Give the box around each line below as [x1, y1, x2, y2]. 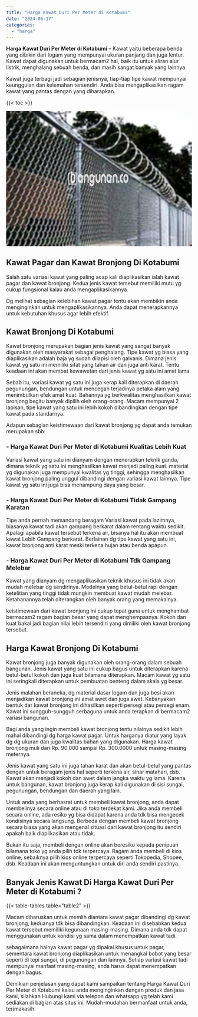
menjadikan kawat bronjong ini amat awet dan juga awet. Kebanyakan [6, 696, 176, 703]
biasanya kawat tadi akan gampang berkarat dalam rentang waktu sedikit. [6, 523, 186, 530]
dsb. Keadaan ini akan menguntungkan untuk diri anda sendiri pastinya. [6, 860, 180, 867]
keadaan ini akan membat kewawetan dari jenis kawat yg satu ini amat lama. [6, 367, 192, 374]
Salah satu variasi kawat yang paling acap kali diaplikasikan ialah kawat [6, 273, 180, 280]
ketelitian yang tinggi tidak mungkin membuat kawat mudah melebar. [6, 590, 173, 597]
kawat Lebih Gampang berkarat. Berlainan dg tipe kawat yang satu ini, [6, 535, 177, 542]
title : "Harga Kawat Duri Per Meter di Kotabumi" [6, 9, 131, 15]
